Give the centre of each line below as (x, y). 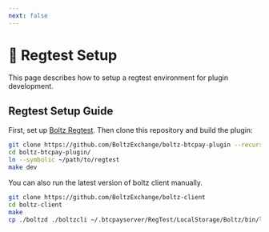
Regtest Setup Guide (61, 111)
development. (31, 86)
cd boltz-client (35, 205)
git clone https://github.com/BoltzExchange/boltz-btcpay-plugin (119, 145)
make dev (23, 167)
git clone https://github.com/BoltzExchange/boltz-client (107, 197)
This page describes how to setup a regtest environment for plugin (118, 78)
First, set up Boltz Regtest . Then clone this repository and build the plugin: (130, 130)
